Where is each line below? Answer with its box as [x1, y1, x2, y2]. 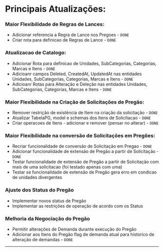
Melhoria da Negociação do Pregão [5, 215, 90, 222]
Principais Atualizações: [5, 3, 106, 15]
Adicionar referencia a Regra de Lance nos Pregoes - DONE [12, 32, 129, 38]
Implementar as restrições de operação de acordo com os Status [12, 203, 143, 209]
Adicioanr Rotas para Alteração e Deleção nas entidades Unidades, [12, 81, 147, 87]
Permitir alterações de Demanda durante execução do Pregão [12, 226, 137, 232]
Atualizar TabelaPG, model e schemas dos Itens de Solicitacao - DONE [12, 115, 151, 121]
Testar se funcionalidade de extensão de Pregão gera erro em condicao [12, 169, 157, 175]
